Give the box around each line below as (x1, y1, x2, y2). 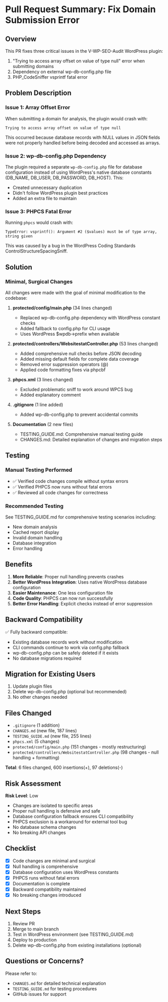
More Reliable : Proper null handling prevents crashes (12, 573, 124, 579)
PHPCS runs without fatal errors (12, 875, 79, 881)
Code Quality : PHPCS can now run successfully (12, 595, 113, 601)
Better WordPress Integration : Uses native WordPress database (12, 579, 147, 585)
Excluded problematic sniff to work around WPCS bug (20, 386, 133, 392)
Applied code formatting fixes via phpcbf (20, 367, 106, 373)
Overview (5, 35, 37, 43)
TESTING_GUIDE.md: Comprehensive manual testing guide (20, 431, 143, 437)
